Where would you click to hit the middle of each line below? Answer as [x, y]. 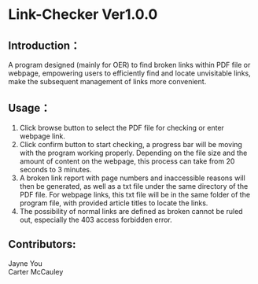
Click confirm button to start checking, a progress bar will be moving [131, 144]
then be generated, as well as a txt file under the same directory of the [134, 186]
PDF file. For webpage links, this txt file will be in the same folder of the [135, 194]
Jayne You [25, 263]
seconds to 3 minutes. [55, 169]
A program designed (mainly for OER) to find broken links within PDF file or [129, 65]
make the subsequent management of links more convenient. [107, 81]
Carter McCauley [36, 271]
